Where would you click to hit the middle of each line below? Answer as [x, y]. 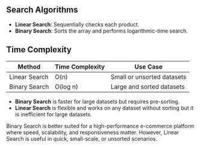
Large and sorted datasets [148, 87]
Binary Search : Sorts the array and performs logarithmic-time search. [101, 31]
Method [29, 67]
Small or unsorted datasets [149, 76]
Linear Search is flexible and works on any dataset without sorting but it [104, 108]
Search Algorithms [42, 10]
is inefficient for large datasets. [53, 114]
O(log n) [67, 87]
